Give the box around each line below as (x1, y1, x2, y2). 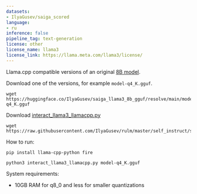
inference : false (6, 30, 49, 36)
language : (6, 19, 30, 25)
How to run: (6, 138, 35, 145)
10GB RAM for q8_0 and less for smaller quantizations (14, 181, 145, 188)
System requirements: (6, 170, 60, 177)
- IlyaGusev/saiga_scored (6, 14, 69, 20)
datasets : (6, 8, 30, 15)
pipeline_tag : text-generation (6, 36, 83, 42)
